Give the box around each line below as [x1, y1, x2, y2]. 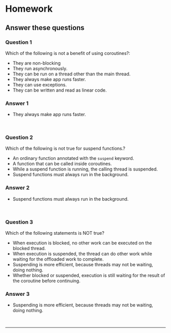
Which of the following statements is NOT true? [5, 230, 104, 236]
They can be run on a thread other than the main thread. [12, 71, 131, 77]
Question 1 [5, 39, 32, 46]
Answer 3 [5, 290, 30, 297]
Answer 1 [5, 100, 29, 107]
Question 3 [5, 218, 33, 226]
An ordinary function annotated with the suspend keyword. [12, 155, 134, 161]
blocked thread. [12, 245, 46, 252]
